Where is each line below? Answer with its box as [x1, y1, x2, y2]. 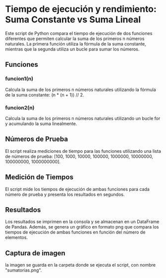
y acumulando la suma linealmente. [5, 120, 77, 127]
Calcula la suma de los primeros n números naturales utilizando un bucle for [5, 115, 161, 121]
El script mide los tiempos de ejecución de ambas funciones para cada [5, 186, 150, 192]
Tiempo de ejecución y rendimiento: [5, 3, 157, 15]
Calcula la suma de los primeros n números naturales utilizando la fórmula [5, 87, 156, 93]
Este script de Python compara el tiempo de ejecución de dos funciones [5, 30, 153, 36]
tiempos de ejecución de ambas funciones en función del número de [5, 229, 146, 235]
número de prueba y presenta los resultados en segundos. [5, 191, 125, 197]
